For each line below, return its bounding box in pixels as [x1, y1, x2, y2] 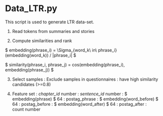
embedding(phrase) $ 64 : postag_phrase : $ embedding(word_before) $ [12, 96, 159, 102]
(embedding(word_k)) [5, 52, 49, 58]
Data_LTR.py [5, 3, 57, 14]
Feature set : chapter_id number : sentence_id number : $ [12, 91, 127, 97]
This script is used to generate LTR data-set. [5, 19, 94, 25]
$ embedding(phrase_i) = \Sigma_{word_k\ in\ [5, 47, 97, 53]
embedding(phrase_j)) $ [5, 66, 54, 73]
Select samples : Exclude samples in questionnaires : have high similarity [12, 76, 158, 82]
